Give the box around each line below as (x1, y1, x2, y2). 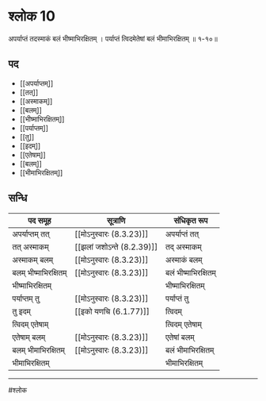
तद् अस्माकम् (165, 241, 202, 253)
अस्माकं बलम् (165, 254, 203, 265)
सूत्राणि (106, 214, 126, 226)
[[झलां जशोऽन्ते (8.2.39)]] (74, 241, 158, 253)
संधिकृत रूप (173, 214, 208, 226)
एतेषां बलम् (165, 331, 195, 342)
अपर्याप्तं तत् (165, 228, 199, 239)
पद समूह (27, 214, 51, 226)
